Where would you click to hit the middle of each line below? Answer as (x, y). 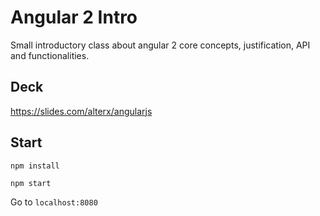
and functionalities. (50, 55)
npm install (35, 166)
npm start (31, 183)
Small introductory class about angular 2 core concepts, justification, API (160, 45)
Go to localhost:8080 (54, 202)
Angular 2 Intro (74, 17)
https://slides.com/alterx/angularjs (81, 111)
